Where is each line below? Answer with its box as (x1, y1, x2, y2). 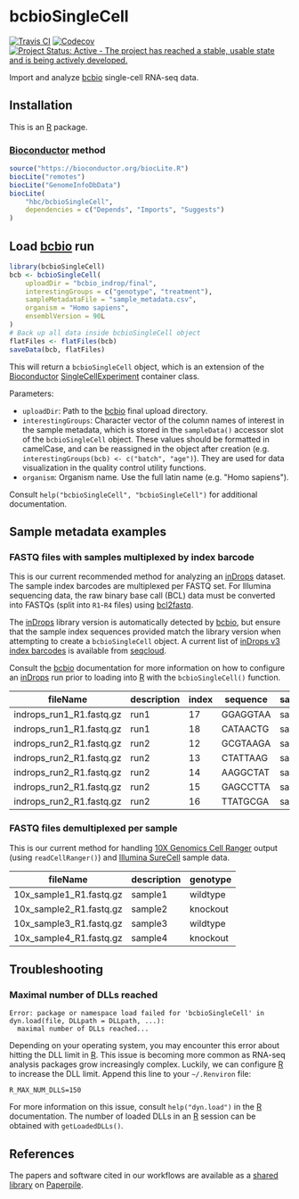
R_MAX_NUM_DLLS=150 (9, 1086, 82, 1095)
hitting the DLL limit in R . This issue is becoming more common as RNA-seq (9, 1050, 287, 1061)
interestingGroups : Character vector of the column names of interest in (21, 415, 285, 426)
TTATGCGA (221, 796, 270, 808)
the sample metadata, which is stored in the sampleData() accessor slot (21, 424, 284, 434)
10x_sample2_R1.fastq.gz (13, 903, 123, 915)
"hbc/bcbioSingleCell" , (25, 197, 114, 206)
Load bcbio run (9, 238, 95, 253)
